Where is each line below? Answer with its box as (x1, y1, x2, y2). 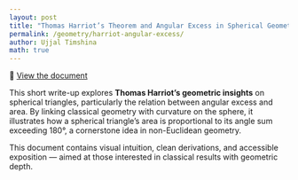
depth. (9, 161, 34, 172)
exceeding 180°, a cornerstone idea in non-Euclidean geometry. (9, 125, 242, 136)
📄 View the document (9, 70, 88, 81)
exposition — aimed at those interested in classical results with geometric (9, 152, 278, 162)
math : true (9, 46, 50, 55)
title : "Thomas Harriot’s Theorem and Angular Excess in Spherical (9, 21, 264, 30)
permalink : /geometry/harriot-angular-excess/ (9, 29, 184, 38)
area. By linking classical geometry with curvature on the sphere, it (9, 106, 254, 117)
